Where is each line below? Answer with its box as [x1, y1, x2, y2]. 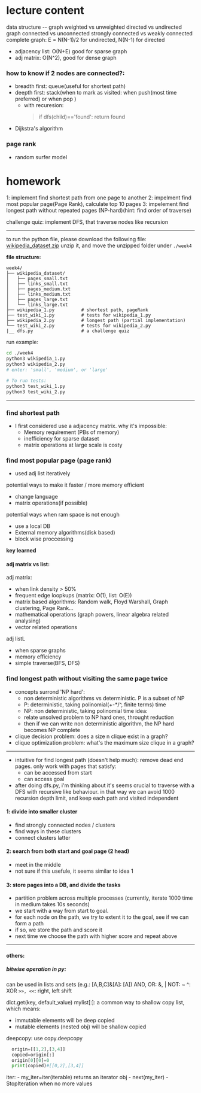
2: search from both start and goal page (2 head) [6, 848, 130, 855]
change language [14, 493, 58, 500]
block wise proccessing [14, 535, 74, 542]
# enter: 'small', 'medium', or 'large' [6, 367, 109, 373]
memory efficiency [14, 653, 62, 660]
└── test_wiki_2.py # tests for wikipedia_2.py [6, 323, 151, 329]
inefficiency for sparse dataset [23, 435, 100, 442]
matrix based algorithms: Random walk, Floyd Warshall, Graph [14, 598, 169, 605]
